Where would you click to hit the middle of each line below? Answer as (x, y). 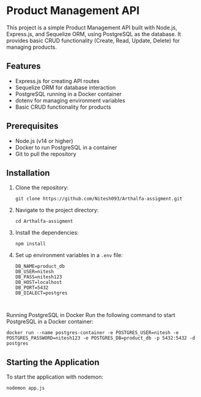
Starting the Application (53, 362)
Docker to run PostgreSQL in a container (66, 147)
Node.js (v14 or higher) (44, 140)
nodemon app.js (26, 388)
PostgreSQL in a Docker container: (50, 322)
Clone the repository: (42, 188)
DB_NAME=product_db (40, 266)
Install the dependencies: (47, 233)
